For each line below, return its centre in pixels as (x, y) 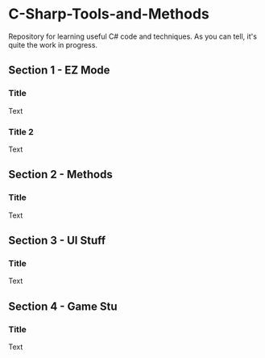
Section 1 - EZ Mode (59, 71)
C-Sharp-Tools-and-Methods (109, 14)
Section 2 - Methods (60, 175)
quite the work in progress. (53, 44)
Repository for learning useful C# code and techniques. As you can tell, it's (133, 36)
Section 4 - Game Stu (63, 306)
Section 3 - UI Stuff (57, 240)
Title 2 (21, 131)
